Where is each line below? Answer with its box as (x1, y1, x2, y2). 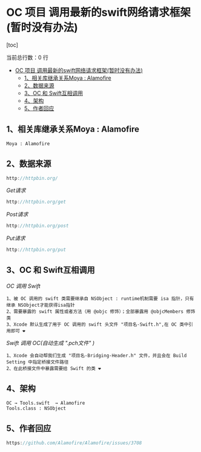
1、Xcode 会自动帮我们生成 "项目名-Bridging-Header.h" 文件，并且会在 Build (6, 352, 187, 358)
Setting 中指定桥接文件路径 (6, 359, 69, 365)
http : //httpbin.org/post (6, 223, 69, 229)
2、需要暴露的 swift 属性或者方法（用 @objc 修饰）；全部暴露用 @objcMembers (6, 308, 183, 315)
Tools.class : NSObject (6, 405, 67, 411)
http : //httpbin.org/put (6, 247, 67, 253)
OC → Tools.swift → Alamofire (6, 400, 85, 406)
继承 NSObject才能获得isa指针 (6, 302, 76, 308)
